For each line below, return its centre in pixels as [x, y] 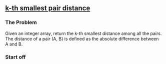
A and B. [14, 44]
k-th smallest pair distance [48, 8]
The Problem [21, 22]
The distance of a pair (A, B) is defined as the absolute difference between [82, 38]
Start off [15, 57]
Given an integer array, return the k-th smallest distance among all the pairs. [83, 33]
